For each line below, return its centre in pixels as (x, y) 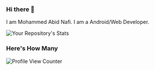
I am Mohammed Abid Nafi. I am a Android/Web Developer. (78, 22)
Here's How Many (32, 48)
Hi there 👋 (21, 9)
